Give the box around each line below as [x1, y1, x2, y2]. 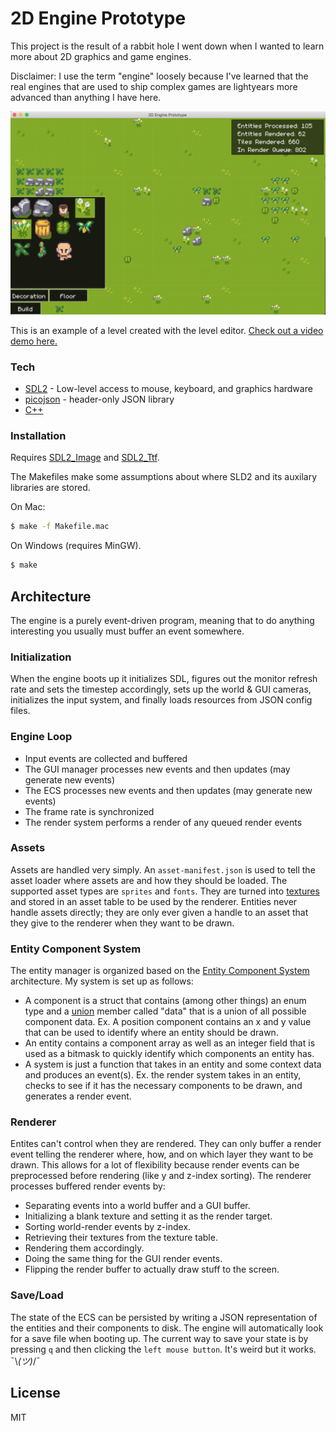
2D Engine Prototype [10, 7, 187, 30]
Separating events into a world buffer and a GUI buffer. [24, 1200, 251, 1212]
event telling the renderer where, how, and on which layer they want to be [10, 1148, 314, 1161]
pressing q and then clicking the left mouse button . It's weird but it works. [10, 1343, 317, 1355]
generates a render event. [24, 1090, 132, 1102]
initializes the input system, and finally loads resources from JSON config [10, 694, 313, 706]
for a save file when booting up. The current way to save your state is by [10, 1332, 309, 1344]
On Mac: [10, 501, 46, 513]
